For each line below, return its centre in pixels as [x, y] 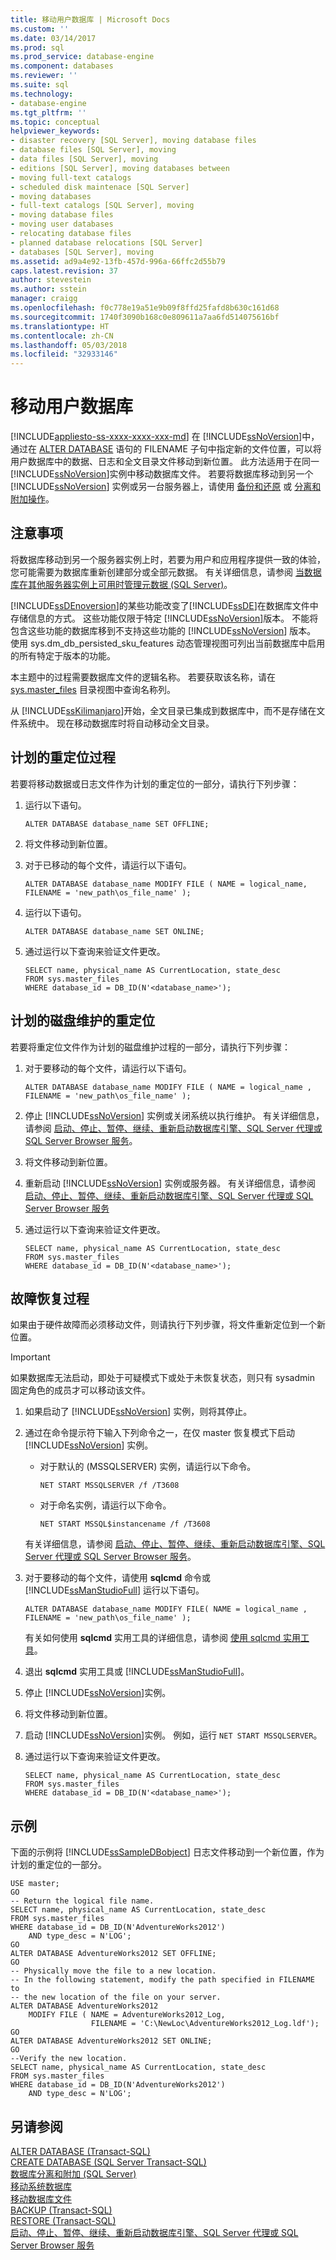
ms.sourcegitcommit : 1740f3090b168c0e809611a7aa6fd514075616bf [145, 317]
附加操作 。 [32, 499]
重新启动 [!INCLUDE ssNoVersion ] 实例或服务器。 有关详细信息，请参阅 [170, 1183]
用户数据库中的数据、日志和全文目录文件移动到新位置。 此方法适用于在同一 [165, 462]
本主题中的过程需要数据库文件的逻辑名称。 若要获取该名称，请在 [143, 677]
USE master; [35, 1884]
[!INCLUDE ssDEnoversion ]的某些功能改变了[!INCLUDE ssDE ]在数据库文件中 [164, 605]
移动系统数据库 [41, 2186]
